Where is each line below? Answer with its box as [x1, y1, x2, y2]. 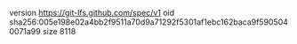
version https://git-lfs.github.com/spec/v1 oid [9, 8, 175, 18]
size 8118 [43, 26, 76, 36]
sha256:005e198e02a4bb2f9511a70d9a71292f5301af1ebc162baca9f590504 [9, 17, 289, 27]
